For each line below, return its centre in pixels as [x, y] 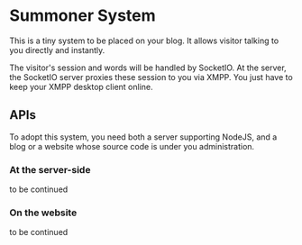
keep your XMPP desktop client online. [81, 86]
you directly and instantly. [57, 50]
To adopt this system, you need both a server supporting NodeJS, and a [143, 137]
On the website [43, 213]
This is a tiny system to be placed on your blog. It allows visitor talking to [144, 41]
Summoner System [82, 16]
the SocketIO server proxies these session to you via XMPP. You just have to [151, 77]
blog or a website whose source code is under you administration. [132, 146]
